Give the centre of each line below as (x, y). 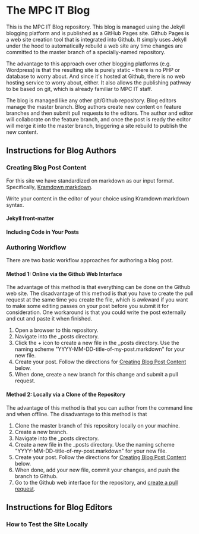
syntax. (15, 205)
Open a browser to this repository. (57, 330)
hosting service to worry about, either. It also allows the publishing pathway (99, 82)
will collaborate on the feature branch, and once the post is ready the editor (99, 119)
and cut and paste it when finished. (49, 319)
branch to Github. (36, 476)
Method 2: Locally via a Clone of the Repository (66, 394)
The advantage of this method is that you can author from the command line (99, 407)
